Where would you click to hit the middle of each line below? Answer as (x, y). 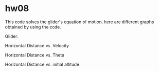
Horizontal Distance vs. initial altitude (42, 64)
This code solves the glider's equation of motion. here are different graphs (79, 22)
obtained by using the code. (33, 27)
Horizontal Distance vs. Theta (35, 55)
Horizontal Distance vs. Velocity (37, 45)
